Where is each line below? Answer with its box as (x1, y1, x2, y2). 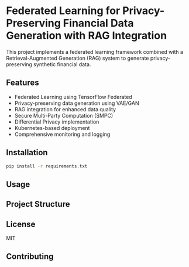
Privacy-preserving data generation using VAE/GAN (14, 100, 139, 107)
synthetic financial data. (33, 60, 91, 68)
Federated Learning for (6, 4, 121, 18)
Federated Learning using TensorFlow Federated (14, 93, 133, 100)
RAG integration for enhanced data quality (14, 105, 116, 112)
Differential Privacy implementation (14, 118, 99, 125)
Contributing (6, 252, 54, 262)
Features (6, 78, 39, 88)
